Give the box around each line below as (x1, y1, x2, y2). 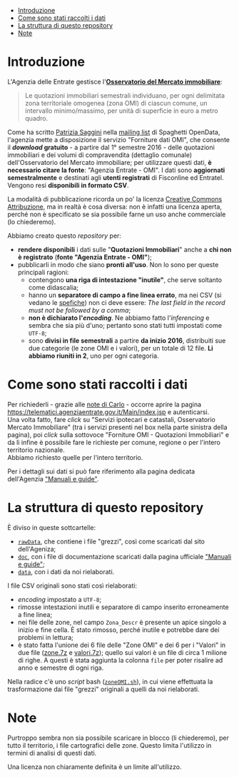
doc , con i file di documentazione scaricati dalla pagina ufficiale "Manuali (17, 552, 232, 561)
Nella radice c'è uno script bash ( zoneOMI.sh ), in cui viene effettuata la (7, 677, 213, 686)
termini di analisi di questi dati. (7, 748, 97, 757)
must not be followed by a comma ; (28, 306, 131, 314)
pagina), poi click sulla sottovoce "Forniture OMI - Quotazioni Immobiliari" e (7, 430, 230, 438)
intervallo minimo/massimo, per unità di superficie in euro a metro (24, 106, 219, 115)
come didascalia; (28, 283, 78, 291)
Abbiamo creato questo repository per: (7, 231, 121, 240)
